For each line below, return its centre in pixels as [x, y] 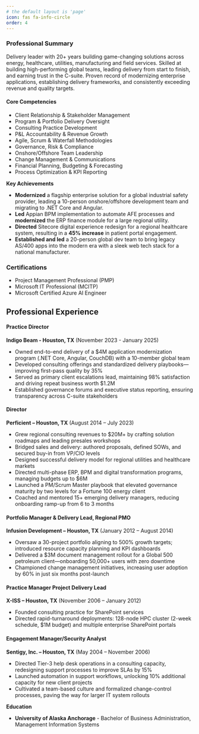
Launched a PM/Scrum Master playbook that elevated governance [96, 485]
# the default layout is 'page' [46, 12]
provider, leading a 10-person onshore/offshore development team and [102, 201]
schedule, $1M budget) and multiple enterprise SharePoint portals [95, 625]
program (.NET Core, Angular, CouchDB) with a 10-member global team [102, 358]
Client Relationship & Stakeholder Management [72, 115]
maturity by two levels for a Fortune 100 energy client [80, 491]
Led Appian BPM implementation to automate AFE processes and [95, 214]
